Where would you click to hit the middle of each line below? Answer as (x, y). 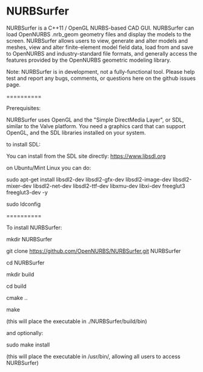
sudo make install (28, 344)
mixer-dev (19, 186)
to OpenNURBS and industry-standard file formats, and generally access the (102, 53)
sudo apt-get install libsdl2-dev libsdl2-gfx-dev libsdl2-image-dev (89, 179)
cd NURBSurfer (25, 263)
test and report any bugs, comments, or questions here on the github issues (101, 78)
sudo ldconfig (24, 204)
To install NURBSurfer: (34, 227)
